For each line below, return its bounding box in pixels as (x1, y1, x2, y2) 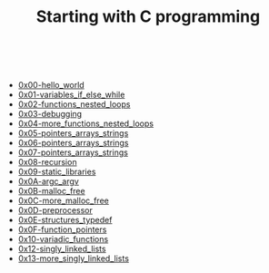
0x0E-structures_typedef (17, 214, 113, 225)
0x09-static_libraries (17, 166, 96, 177)
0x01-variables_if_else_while (17, 89, 125, 100)
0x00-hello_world (17, 79, 85, 90)
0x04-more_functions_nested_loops (17, 118, 154, 129)
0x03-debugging (17, 108, 83, 119)
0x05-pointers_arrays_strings (17, 127, 129, 138)
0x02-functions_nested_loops (17, 98, 131, 110)
